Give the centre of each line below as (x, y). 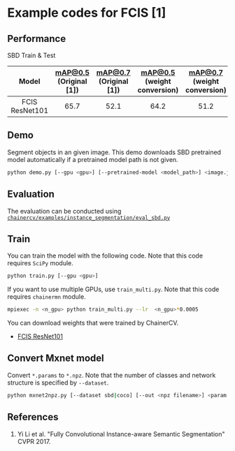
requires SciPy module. (40, 263)
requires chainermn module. (47, 297)
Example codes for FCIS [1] (87, 13)
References (33, 417)
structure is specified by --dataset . (58, 383)
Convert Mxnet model (56, 358)
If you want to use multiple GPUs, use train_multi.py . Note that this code (113, 289)
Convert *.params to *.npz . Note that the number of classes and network (112, 375)
